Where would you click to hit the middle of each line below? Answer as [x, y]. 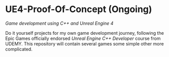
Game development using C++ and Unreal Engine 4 [59, 23]
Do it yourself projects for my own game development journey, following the [84, 33]
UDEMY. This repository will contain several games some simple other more [84, 43]
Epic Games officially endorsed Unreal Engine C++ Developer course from [83, 38]
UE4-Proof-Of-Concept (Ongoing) [79, 9]
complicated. [19, 49]
